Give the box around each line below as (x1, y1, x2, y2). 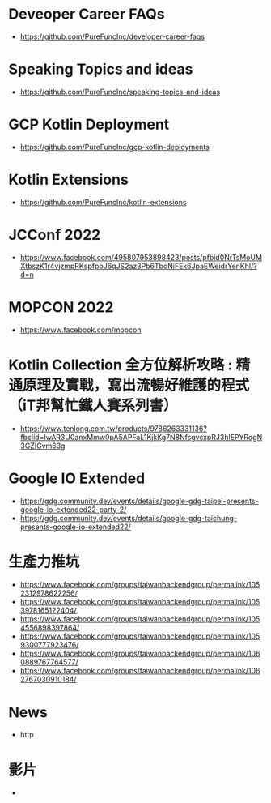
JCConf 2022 (8, 225, 101, 244)
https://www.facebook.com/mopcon (19, 325, 142, 335)
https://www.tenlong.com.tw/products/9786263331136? (19, 423, 208, 434)
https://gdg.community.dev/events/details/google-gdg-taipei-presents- (19, 496, 259, 506)
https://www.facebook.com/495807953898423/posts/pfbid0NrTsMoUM (19, 252, 263, 262)
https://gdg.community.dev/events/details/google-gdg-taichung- (19, 513, 237, 523)
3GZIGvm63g (19, 441, 66, 451)
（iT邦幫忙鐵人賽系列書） (8, 396, 178, 414)
